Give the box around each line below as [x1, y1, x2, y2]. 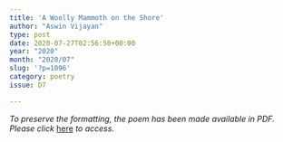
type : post [9, 30, 51, 39]
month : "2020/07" [9, 55, 75, 64]
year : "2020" [9, 47, 59, 56]
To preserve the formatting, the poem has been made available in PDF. [9, 113, 275, 124]
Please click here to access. [9, 123, 115, 134]
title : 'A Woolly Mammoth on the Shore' [9, 13, 165, 23]
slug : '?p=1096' [9, 64, 71, 73]
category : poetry [9, 72, 75, 81]
